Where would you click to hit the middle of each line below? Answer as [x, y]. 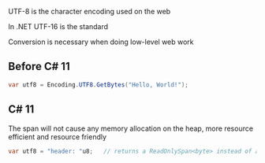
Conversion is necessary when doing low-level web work [101, 42]
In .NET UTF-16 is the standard [58, 26]
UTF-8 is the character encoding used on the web [90, 11]
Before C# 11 [39, 67]
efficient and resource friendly [58, 136]
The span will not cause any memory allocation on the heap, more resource [131, 128]
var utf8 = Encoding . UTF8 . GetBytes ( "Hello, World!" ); [99, 85]
